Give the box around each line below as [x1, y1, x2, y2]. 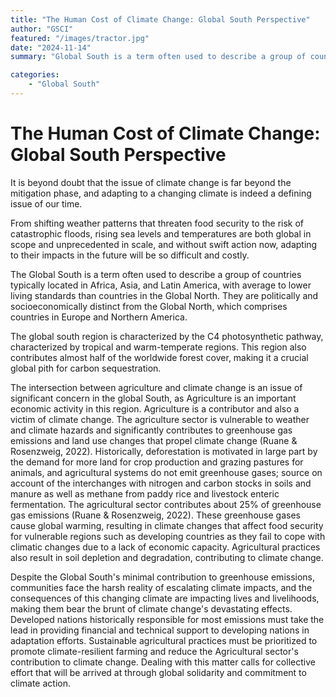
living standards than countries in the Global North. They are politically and [10, 289, 319, 301]
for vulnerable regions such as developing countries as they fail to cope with [10, 530, 326, 542]
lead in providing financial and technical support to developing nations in [10, 624, 310, 636]
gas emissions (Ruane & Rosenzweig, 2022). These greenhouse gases [10, 509, 301, 521]
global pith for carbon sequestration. [10, 362, 162, 374]
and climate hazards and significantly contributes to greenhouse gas [10, 424, 293, 436]
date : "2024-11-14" [10, 42, 92, 53]
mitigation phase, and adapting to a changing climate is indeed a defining [10, 187, 312, 199]
